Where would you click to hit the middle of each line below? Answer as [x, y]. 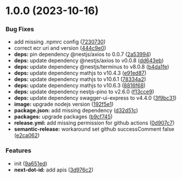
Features [18, 151]
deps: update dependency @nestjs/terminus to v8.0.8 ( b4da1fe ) [92, 67]
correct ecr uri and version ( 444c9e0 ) [60, 48]
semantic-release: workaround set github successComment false [94, 129]
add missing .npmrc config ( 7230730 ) [60, 42]
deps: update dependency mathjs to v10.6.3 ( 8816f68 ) [80, 86]
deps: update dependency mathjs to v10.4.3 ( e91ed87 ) [80, 73]
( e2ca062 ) [27, 136]
